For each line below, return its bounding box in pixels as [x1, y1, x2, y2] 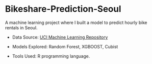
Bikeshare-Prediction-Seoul [5, 3, 122, 15]
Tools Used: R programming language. [12, 53, 90, 59]
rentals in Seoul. [5, 24, 38, 30]
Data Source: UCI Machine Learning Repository [12, 34, 108, 40]
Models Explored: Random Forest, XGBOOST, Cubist [12, 43, 118, 49]
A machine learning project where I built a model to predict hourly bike [5, 20, 148, 25]
